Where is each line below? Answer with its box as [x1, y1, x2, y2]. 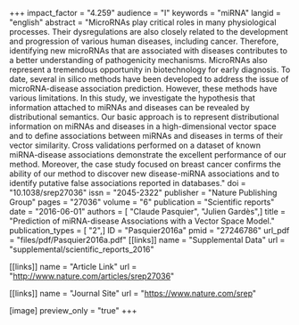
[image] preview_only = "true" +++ [9, 305, 137, 315]
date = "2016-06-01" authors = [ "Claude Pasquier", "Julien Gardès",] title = [9, 207, 287, 216]
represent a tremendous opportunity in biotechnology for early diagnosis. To [9, 64, 291, 75]
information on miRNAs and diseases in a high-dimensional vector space [9, 121, 277, 132]
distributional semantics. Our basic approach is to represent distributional [9, 111, 279, 122]
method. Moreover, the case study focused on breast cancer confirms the [9, 159, 281, 169]
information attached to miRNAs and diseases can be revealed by [9, 102, 250, 112]
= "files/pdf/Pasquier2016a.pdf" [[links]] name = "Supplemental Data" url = [9, 235, 286, 245]
